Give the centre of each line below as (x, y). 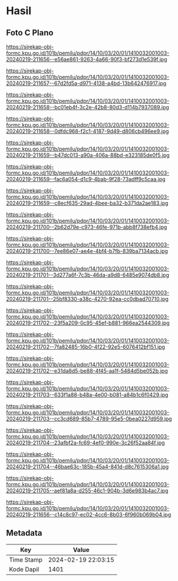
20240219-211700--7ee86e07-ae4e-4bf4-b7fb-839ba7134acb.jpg (87, 251)
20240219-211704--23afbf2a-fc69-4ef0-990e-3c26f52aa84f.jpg (85, 443)
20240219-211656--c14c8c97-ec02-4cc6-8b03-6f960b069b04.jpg (89, 515)
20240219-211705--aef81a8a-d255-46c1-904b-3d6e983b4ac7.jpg (87, 490)
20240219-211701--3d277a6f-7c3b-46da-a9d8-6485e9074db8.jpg (88, 275)
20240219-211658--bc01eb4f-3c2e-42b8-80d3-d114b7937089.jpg (88, 107)
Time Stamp (26, 560)
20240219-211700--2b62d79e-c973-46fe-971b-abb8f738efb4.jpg (87, 227)
